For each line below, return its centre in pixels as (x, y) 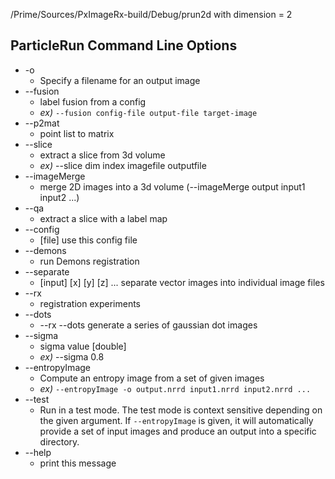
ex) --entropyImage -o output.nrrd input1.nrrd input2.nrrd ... (175, 388)
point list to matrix (77, 133)
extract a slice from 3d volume (102, 155)
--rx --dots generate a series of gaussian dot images (148, 325)
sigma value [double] (83, 346)
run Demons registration (89, 261)
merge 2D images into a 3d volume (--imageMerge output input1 (172, 186)
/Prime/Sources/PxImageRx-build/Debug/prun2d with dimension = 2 (151, 14)
